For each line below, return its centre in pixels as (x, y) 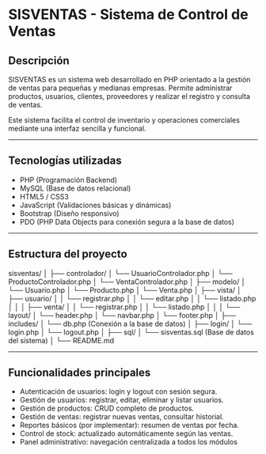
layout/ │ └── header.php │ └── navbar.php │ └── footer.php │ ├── (122, 315)
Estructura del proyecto (68, 254)
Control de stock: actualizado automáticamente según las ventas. (126, 433)
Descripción (39, 61)
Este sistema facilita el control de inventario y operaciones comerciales (124, 120)
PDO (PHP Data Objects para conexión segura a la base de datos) (127, 221)
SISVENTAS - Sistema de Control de (128, 15)
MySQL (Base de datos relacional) (75, 188)
